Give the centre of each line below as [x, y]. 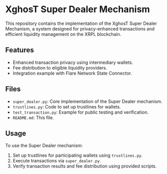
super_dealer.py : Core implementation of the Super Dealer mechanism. [88, 101]
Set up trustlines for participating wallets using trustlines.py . [78, 155]
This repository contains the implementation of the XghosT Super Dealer [81, 23]
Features [20, 50]
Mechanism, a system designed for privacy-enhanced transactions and [80, 28]
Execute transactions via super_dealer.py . [57, 161]
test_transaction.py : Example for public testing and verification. [80, 112]
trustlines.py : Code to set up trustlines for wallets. [67, 107]
